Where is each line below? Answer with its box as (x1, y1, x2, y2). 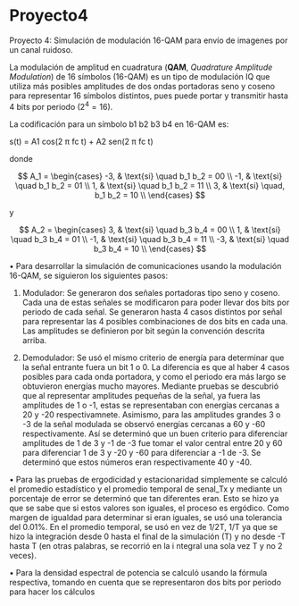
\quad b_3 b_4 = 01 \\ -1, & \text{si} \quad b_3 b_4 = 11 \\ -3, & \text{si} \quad (10, 233, 290, 244)
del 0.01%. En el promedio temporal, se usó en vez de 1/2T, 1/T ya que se (9, 521, 278, 532)
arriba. (21, 334, 47, 345)
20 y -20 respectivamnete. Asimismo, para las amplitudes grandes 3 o (21, 408, 281, 420)
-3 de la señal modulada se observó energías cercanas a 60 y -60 (21, 418, 266, 429)
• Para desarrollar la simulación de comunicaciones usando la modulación (9, 260, 282, 271)
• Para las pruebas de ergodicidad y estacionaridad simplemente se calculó (9, 474, 288, 484)
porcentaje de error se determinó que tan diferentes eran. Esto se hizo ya (9, 492, 279, 503)
